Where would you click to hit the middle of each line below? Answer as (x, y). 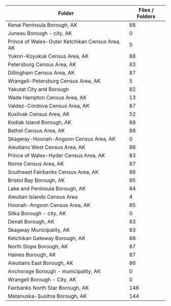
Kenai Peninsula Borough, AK (42, 25)
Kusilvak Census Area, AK (39, 114)
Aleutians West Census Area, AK (47, 147)
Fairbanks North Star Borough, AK (48, 288)
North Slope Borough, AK (38, 246)
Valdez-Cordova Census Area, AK (49, 106)
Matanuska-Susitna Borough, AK (47, 296)
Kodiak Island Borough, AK (40, 122)
